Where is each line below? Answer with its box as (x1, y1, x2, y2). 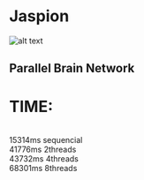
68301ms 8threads (9, 163, 78, 174)
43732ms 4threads (9, 154, 80, 164)
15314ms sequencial (9, 135, 83, 146)
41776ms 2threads (9, 144, 77, 155)
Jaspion (9, 6, 70, 26)
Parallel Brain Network (9, 61, 135, 76)
